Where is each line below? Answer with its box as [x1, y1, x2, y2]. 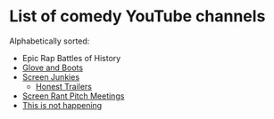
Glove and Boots [21, 62, 83, 73]
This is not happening [21, 99, 103, 110]
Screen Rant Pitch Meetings [21, 91, 125, 101]
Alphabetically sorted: [9, 36, 90, 46]
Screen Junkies [21, 71, 80, 82]
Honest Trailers [35, 81, 92, 91]
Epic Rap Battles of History [21, 52, 121, 63]
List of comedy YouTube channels [9, 6, 266, 27]
